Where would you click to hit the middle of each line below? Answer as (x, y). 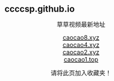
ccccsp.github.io (40, 9)
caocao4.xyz (81, 45)
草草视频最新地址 (81, 25)
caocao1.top (81, 59)
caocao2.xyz (81, 52)
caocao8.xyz (81, 37)
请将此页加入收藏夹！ (81, 73)
